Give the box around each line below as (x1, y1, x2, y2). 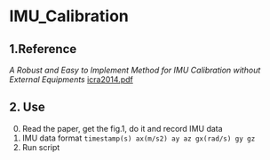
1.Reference (9, 42, 77, 57)
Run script (21, 141, 60, 152)
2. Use (9, 100, 46, 115)
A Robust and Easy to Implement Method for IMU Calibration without (9, 65, 261, 75)
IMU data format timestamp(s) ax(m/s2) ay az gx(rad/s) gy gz (21, 133, 256, 143)
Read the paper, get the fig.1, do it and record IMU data (21, 123, 224, 133)
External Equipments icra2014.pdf (9, 74, 133, 85)
